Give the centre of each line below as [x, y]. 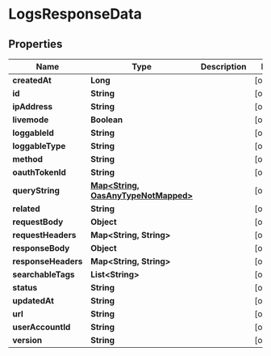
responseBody [41, 248]
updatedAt [33, 301]
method [27, 159]
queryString [36, 191]
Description [223, 67]
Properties [35, 44]
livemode [31, 120]
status [25, 288]
